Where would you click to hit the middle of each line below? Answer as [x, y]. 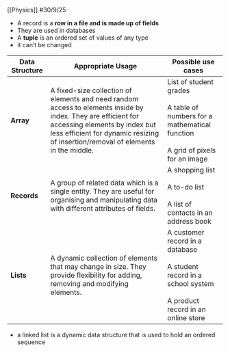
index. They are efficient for [94, 116]
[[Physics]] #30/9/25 [37, 10]
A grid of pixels [192, 150]
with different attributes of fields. [103, 208]
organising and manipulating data [104, 200]
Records [25, 196]
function [181, 133]
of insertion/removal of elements [103, 142]
